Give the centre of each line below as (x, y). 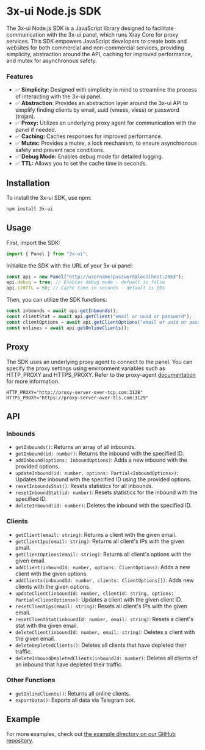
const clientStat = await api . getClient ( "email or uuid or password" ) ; (99, 317)
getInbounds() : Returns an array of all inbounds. (75, 447)
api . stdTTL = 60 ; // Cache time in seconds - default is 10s (86, 288)
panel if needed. (36, 130)
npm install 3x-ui (30, 209)
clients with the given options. (53, 586)
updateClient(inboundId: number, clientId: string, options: (95, 594)
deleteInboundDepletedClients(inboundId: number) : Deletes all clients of (106, 658)
